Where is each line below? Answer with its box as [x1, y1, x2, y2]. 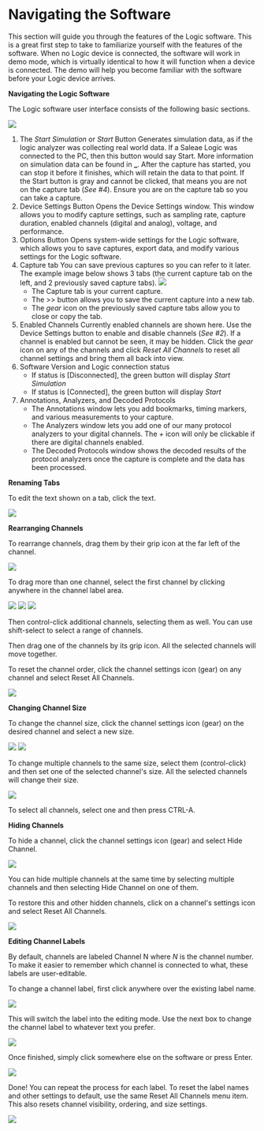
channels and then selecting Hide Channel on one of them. [8, 882, 199, 892]
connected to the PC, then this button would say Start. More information [19, 151, 254, 160]
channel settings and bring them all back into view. [19, 353, 185, 363]
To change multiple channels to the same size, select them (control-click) [8, 758, 247, 768]
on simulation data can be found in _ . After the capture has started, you [19, 160, 251, 169]
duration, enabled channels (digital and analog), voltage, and [19, 218, 218, 227]
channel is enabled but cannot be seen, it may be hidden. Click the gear [19, 336, 254, 346]
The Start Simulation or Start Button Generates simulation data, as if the [19, 134, 254, 144]
